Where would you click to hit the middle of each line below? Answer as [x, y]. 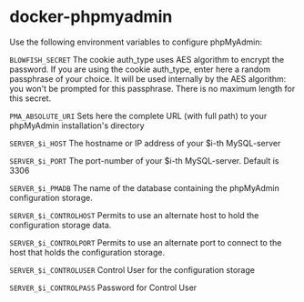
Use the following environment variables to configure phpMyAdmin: [136, 42]
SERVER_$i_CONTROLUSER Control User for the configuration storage [132, 269]
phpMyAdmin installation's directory [77, 126]
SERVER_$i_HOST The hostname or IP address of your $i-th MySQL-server [145, 143]
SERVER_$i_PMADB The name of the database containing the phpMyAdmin [144, 187]
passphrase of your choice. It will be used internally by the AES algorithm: [148, 78]
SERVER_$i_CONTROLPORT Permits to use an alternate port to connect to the [146, 242]
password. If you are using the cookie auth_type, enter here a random [140, 69]
